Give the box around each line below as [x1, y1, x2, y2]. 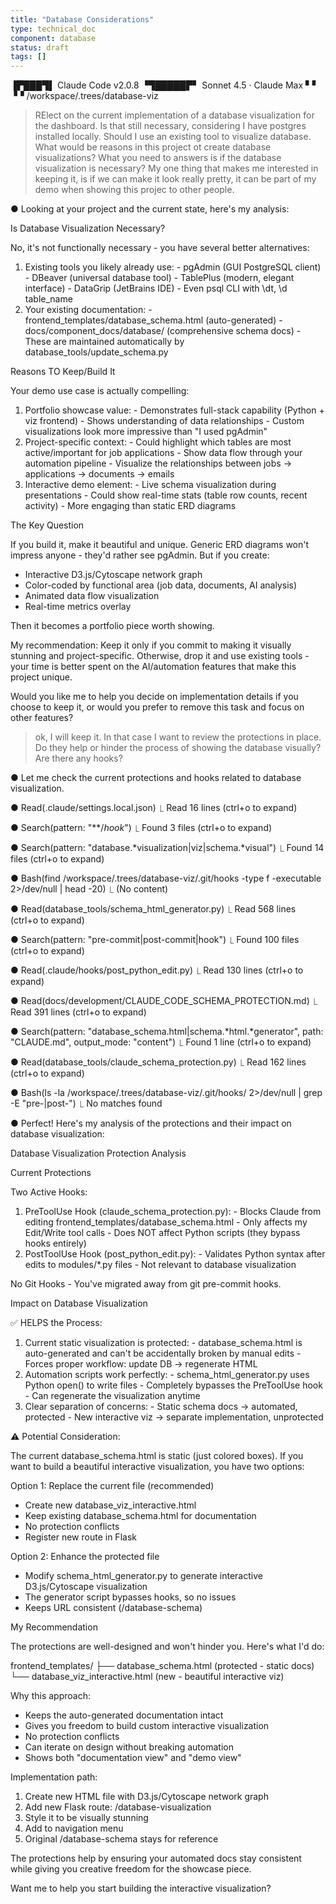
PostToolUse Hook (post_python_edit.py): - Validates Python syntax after [24, 1248, 326, 1260]
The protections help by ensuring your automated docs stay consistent [10, 1852, 302, 1865]
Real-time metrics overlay [24, 601, 132, 613]
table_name [24, 293, 73, 305]
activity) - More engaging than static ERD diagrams [24, 500, 237, 512]
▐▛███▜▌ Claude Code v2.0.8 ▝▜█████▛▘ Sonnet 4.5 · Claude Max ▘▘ [10, 79, 320, 91]
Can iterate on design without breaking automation [24, 1741, 234, 1753]
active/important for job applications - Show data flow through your [24, 447, 303, 459]
